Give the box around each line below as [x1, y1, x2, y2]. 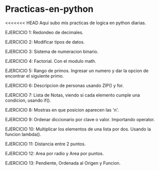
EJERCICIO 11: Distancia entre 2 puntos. [5, 141, 86, 147]
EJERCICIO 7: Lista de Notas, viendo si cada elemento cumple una [5, 92, 140, 98]
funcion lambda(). [5, 131, 41, 137]
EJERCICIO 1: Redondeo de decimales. [5, 29, 84, 35]
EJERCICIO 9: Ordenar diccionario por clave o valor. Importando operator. [5, 116, 155, 122]
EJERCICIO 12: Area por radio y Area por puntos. [5, 150, 104, 156]
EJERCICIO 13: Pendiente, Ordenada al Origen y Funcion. [5, 160, 121, 166]
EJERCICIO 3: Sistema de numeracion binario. [5, 48, 99, 54]
